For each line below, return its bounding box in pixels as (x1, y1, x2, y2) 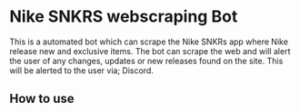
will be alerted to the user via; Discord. (9, 65, 155, 76)
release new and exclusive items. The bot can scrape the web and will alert (9, 45, 291, 56)
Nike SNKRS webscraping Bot (9, 6, 238, 27)
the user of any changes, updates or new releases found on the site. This (9, 55, 284, 66)
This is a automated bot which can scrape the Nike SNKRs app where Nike (9, 36, 289, 47)
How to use (9, 91, 75, 107)
